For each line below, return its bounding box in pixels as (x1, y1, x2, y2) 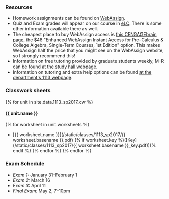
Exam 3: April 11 (12, 183, 46, 189)
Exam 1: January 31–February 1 (12, 172, 77, 178)
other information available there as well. (12, 26, 98, 32)
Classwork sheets (5, 87, 51, 94)
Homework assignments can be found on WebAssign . (12, 15, 126, 21)
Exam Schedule (5, 160, 45, 167)
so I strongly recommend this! (12, 53, 75, 59)
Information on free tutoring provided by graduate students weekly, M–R (12, 58, 164, 64)
